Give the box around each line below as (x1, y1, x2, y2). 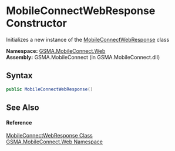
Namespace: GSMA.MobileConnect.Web (6, 47, 106, 54)
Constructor (6, 16, 68, 30)
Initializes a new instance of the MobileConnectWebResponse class (6, 36, 170, 43)
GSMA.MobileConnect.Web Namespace (6, 138, 103, 145)
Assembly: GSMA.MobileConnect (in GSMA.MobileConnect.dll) (6, 53, 160, 61)
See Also (6, 103, 39, 113)
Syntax (6, 71, 33, 80)
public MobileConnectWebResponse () (6, 86, 93, 92)
